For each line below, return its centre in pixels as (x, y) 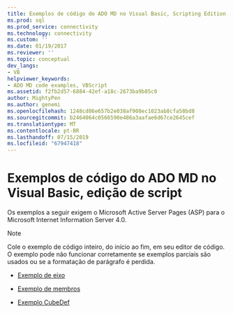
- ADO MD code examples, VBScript (58, 85)
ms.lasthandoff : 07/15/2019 (48, 137)
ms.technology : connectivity (50, 33)
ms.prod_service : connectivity (53, 27)
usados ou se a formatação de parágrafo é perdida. (81, 262)
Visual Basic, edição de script (95, 193)
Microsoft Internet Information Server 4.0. (67, 220)
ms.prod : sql (26, 20)
